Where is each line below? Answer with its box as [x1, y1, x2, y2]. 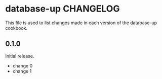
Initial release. [5, 53, 34, 59]
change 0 [12, 62, 33, 68]
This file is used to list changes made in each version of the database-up [5, 20, 157, 26]
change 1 [12, 68, 32, 74]
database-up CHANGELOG [5, 3, 120, 15]
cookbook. [5, 25, 28, 31]
